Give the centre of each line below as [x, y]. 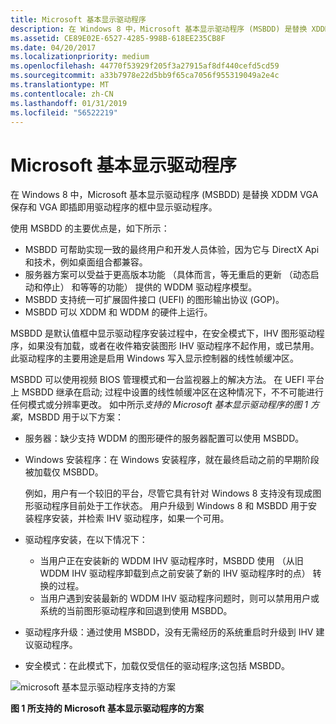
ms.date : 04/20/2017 [53, 47]
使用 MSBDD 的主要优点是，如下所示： [90, 228]
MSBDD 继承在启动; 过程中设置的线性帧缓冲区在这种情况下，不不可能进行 [173, 392]
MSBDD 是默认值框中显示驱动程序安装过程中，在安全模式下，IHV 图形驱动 [163, 333]
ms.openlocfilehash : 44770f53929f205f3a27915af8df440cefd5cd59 [145, 66]
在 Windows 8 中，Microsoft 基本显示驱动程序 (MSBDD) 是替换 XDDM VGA [164, 195]
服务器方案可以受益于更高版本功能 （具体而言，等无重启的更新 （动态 [167, 275]
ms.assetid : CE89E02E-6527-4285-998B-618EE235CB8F [118, 38]
